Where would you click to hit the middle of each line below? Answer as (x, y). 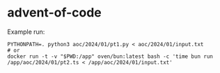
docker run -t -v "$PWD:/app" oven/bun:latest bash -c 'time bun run (110, 56)
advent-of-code (55, 13)
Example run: (26, 32)
